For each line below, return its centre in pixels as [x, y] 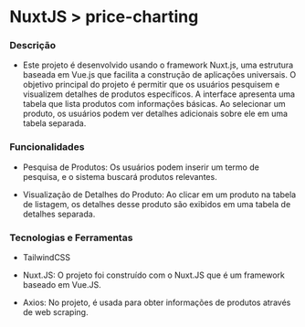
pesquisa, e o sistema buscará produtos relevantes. [120, 176]
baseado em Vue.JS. [62, 285]
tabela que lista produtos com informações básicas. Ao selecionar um [154, 104]
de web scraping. [55, 312]
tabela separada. [54, 123]
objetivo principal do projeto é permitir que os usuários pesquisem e [151, 85]
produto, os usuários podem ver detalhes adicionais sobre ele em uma [155, 114]
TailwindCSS [47, 258]
